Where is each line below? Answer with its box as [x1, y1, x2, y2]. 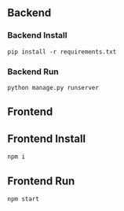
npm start [7, 195, 40, 203]
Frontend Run [7, 174, 75, 187]
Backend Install [7, 30, 67, 41]
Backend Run [7, 66, 60, 77]
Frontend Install [7, 131, 86, 145]
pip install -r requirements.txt [7, 47, 117, 56]
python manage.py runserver [7, 83, 100, 91]
